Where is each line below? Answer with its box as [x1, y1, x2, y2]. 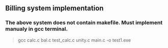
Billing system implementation [5, 4, 104, 13]
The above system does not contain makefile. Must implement [5, 19, 163, 26]
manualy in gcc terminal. [5, 25, 68, 32]
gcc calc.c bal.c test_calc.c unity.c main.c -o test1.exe [17, 37, 131, 43]
